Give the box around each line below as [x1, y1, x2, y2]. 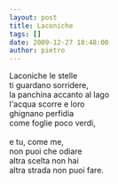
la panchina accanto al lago [9, 90, 110, 100]
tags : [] [9, 29, 42, 38]
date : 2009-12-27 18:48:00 [9, 37, 109, 47]
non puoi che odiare [9, 146, 83, 156]
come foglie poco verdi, [9, 117, 96, 129]
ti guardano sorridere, [9, 80, 89, 91]
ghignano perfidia [9, 108, 75, 119]
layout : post [9, 12, 58, 22]
